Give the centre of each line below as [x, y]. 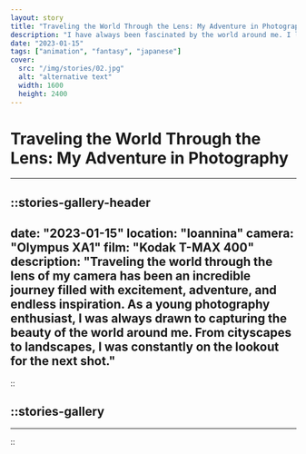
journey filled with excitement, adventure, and [144, 290]
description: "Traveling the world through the [142, 262]
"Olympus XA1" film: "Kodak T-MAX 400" [133, 247]
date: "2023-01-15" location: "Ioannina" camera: [152, 234]
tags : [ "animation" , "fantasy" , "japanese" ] [96, 52]
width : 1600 [41, 85]
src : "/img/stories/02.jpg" [72, 69]
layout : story [37, 18]
